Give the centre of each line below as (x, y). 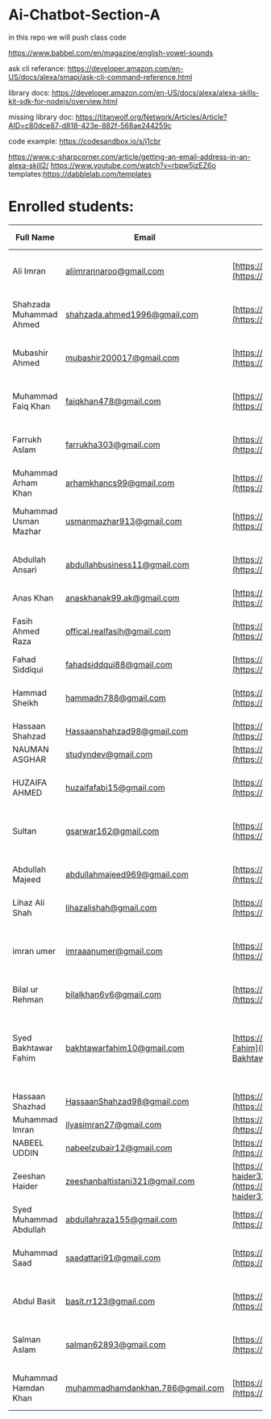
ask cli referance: (37, 68)
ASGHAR (29, 759)
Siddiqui (28, 669)
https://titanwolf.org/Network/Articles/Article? (151, 117)
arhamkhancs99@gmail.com (120, 483)
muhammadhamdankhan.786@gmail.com (145, 1388)
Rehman (28, 999)
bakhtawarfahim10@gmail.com (125, 1048)
